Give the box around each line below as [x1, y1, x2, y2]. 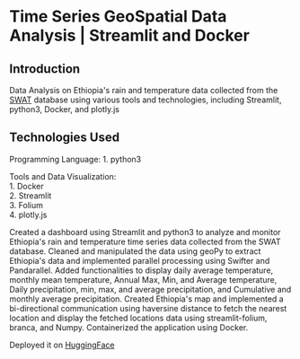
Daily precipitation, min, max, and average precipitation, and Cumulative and [9, 284, 292, 294]
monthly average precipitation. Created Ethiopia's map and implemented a [9, 293, 285, 304]
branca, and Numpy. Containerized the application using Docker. [9, 321, 249, 333]
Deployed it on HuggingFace [9, 339, 115, 350]
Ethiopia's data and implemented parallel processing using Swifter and [9, 255, 270, 266]
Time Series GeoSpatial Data [9, 6, 227, 27]
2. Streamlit [9, 190, 52, 201]
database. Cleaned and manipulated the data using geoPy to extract [9, 245, 261, 257]
